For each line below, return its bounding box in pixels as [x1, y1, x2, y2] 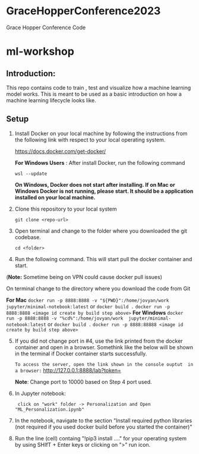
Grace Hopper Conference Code [6, 24, 86, 31]
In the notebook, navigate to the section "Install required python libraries [14, 417, 192, 424]
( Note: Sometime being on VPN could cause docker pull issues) [6, 273, 162, 280]
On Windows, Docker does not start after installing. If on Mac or [14, 181, 175, 188]
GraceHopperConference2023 [6, 4, 161, 18]
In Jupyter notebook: [14, 390, 67, 397]
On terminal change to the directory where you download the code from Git [6, 284, 191, 292]
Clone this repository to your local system [14, 205, 117, 212]
